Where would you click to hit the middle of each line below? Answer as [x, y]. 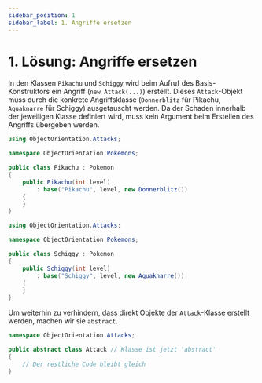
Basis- [206, 83]
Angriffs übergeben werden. [54, 125]
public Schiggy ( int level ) [66, 268]
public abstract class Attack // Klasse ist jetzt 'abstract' [112, 350]
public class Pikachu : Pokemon [61, 168]
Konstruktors [29, 92]
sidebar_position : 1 [42, 15]
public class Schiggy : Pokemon [61, 254]
